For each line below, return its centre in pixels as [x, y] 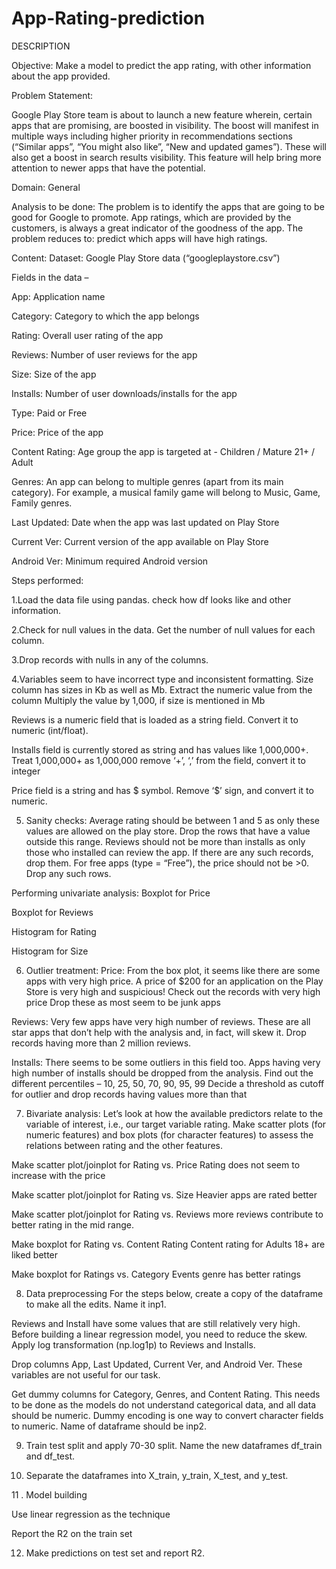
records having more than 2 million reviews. [101, 1043]
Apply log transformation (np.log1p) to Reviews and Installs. [133, 1344]
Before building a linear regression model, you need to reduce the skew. [159, 1334]
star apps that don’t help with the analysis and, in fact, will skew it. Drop [159, 1032]
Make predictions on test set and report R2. [115, 1553]
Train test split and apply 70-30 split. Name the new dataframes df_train [174, 1445]
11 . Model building [49, 1494]
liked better [35, 1254]
